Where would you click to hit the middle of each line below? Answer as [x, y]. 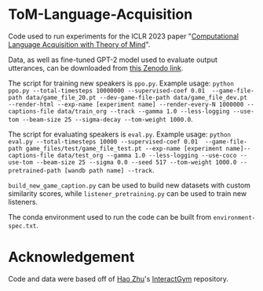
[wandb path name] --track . [109, 169]
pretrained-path [35, 170]
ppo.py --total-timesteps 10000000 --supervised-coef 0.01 [107, 91]
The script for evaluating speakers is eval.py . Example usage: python [120, 134]
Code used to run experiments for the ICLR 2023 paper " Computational [124, 36]
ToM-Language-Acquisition [100, 15]
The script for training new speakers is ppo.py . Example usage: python [121, 83]
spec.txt [22, 226]
